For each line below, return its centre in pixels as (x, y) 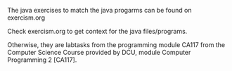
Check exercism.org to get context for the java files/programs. (97, 31)
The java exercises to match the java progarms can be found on (99, 10)
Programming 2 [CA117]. (42, 60)
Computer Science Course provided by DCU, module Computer (99, 52)
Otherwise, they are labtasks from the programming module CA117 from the (116, 45)
